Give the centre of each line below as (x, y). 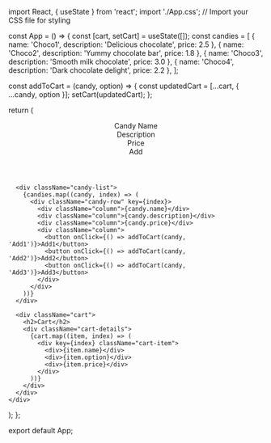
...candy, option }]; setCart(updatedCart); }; (80, 95)
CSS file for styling (40, 20)
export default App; (41, 430)
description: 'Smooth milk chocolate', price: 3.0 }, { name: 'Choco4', (121, 61)
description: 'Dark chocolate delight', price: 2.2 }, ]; (94, 70)
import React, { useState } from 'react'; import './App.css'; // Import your (128, 12)
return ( (21, 110)
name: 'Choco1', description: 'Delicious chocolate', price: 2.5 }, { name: (126, 44)
